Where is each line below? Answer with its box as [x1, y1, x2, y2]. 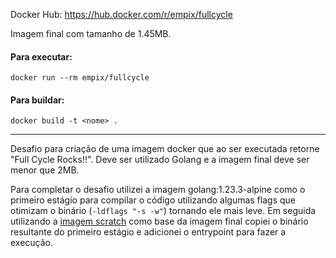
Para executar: [10, 50, 73, 63]
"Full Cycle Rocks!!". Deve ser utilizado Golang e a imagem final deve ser [10, 154, 310, 166]
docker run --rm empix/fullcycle [10, 73, 150, 83]
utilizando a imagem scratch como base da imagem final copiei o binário [10, 215, 309, 228]
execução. [10, 237, 54, 249]
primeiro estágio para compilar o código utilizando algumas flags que [10, 194, 296, 206]
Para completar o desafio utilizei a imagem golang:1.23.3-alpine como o [10, 184, 306, 196]
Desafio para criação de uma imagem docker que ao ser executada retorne [10, 143, 320, 155]
